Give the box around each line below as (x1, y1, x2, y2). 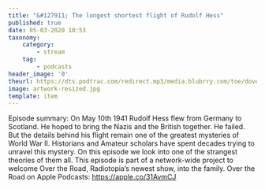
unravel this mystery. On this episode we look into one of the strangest (8, 147, 238, 157)
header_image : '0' (8, 70, 69, 78)
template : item (8, 92, 58, 100)
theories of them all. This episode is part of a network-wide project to (8, 155, 234, 165)
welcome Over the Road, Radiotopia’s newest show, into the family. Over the (8, 164, 256, 173)
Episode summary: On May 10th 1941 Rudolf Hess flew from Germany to (8, 113, 242, 123)
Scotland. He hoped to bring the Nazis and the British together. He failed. (8, 122, 246, 132)
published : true (8, 19, 62, 27)
